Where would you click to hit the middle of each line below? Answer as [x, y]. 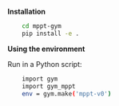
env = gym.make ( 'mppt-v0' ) [67, 94]
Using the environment [46, 49]
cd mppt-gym [42, 26]
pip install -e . [51, 33]
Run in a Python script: [45, 64]
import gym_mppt [49, 86]
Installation [26, 12]
